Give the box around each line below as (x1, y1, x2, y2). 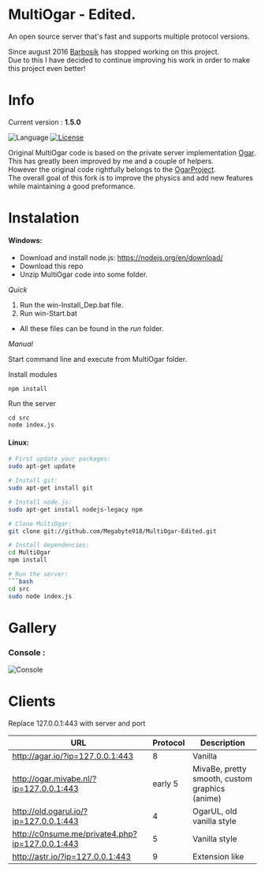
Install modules (8, 370, 58, 379)
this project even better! (8, 63, 86, 73)
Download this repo (19, 262, 84, 271)
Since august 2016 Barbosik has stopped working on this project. (8, 47, 220, 56)
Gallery (8, 619, 57, 636)
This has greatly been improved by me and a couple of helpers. (8, 156, 215, 166)
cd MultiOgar (8, 549, 51, 557)
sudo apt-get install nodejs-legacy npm (8, 505, 144, 513)
